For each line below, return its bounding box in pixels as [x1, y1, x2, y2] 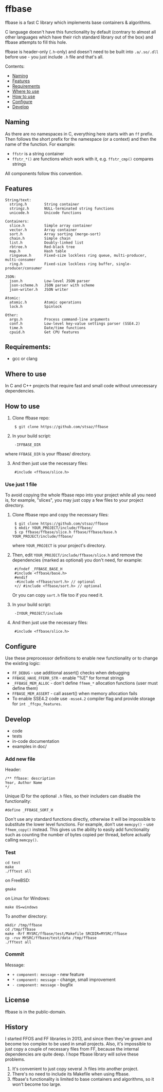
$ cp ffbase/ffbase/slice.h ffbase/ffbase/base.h [14, 530, 117, 535]
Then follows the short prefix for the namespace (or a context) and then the [5, 136, 157, 142]
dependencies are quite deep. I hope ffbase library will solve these [5, 1051, 139, 1057]
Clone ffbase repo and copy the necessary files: [12, 512, 109, 518]
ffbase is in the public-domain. [5, 1009, 67, 1015]
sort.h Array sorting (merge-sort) [9, 231, 101, 237]
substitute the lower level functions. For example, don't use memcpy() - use [5, 822, 154, 828]
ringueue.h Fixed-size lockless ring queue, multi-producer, [9, 253, 147, 258]
